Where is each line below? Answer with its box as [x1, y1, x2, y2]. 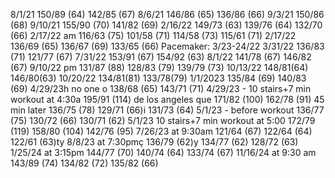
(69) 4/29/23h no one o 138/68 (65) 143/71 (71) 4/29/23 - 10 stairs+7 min [10, 83, 312, 94]
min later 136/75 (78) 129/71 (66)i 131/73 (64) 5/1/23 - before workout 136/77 [10, 104, 325, 116]
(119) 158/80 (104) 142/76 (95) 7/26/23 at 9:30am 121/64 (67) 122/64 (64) [10, 125, 313, 137]
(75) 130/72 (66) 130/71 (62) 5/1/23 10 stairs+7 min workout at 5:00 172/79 [10, 115, 316, 126]
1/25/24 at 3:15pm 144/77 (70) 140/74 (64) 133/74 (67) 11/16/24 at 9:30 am [10, 147, 317, 158]
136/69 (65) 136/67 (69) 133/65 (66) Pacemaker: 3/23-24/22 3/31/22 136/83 [10, 40, 325, 52]
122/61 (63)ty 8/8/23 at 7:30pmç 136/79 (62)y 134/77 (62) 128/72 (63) [10, 136, 299, 148]
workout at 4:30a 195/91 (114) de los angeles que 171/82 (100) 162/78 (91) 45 [10, 94, 325, 105]
